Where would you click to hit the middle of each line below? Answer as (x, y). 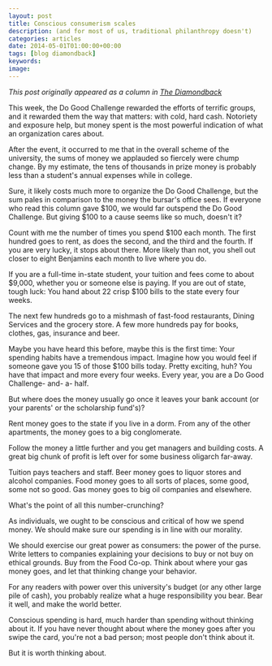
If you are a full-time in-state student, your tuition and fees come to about (131, 274)
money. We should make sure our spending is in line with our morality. (125, 530)
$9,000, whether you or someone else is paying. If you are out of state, (127, 283)
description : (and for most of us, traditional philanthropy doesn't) (130, 31)
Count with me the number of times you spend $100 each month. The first (132, 232)
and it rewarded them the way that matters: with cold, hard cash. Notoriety (133, 116)
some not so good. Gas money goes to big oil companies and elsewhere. (130, 489)
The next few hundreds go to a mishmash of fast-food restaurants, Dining (132, 316)
